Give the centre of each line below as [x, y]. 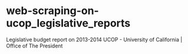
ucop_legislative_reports [68, 23]
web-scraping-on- [52, 11]
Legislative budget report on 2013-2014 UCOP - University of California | [94, 39]
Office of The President [34, 46]
